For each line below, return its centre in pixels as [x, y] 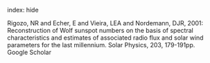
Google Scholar [29, 52]
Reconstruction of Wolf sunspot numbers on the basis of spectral [100, 30]
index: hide [23, 10]
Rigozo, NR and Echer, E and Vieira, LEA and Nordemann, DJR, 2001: [105, 23]
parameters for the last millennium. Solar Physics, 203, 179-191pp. [101, 45]
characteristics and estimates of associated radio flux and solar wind [105, 38]
